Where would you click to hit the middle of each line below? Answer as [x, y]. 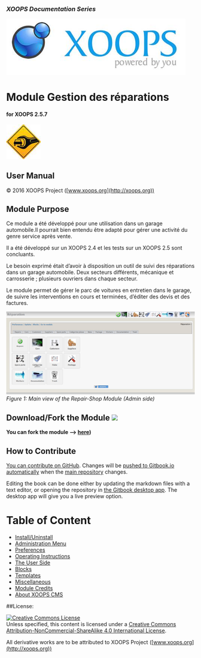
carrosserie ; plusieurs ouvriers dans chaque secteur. [72, 279]
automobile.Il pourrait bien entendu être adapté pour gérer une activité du [97, 230]
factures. [17, 303]
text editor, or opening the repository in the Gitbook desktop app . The [92, 490]
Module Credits [34, 588]
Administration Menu [41, 543]
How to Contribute [41, 451]
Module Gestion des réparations [88, 97]
